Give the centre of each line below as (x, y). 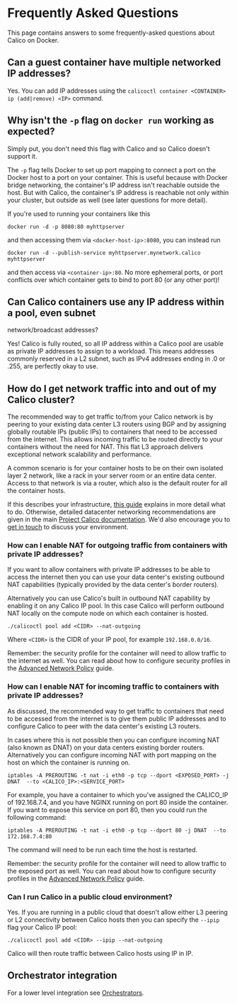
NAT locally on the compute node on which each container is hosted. (108, 614)
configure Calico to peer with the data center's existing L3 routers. (104, 726)
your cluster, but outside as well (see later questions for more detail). (108, 200)
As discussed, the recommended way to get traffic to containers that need (116, 711)
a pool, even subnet (52, 313)
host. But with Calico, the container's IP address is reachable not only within (118, 192)
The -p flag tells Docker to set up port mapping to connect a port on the (112, 170)
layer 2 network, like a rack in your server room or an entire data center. (112, 475)
